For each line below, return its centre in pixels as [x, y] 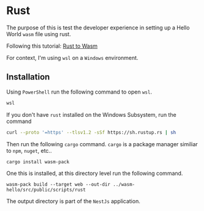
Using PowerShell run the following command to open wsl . [79, 92]
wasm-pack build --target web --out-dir [59, 185]
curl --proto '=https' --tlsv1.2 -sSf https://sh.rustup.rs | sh [91, 132]
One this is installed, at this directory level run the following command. [95, 173]
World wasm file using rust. [39, 34]
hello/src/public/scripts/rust [46, 190]
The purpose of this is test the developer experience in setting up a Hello [98, 28]
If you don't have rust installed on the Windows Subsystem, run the [91, 114]
